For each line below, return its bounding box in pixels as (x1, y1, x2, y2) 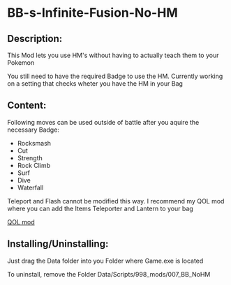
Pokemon (7, 59, 35, 67)
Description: (7, 33, 63, 45)
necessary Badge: (7, 125, 59, 134)
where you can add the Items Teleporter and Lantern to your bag (7, 204, 193, 213)
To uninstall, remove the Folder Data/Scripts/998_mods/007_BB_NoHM (7, 270, 211, 278)
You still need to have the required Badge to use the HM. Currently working (7, 72, 223, 80)
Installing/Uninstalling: (7, 238, 109, 250)
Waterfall (17, 183, 44, 192)
